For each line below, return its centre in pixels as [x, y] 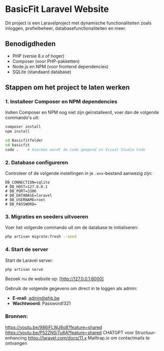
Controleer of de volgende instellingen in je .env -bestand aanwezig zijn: [79, 173]
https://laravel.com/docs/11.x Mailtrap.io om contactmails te [89, 338]
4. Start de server [27, 249]
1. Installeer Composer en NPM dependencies [61, 102]
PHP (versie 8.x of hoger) [38, 56]
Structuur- [146, 333]
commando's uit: [22, 117]
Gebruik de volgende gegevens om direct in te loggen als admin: [71, 289]
